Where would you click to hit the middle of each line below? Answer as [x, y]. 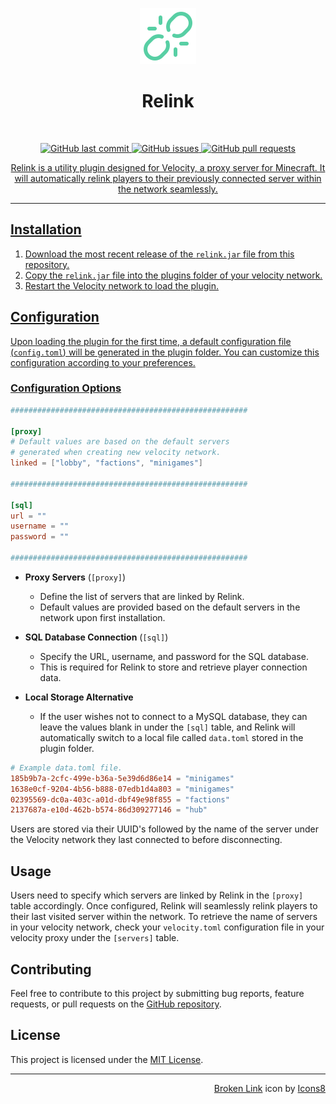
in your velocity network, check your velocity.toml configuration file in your [167, 927]
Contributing [51, 969]
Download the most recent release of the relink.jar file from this [159, 254]
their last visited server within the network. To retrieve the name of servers [164, 917]
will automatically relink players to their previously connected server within [168, 178]
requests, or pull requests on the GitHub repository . [116, 1004]
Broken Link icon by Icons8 [269, 1088]
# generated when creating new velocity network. [116, 453]
